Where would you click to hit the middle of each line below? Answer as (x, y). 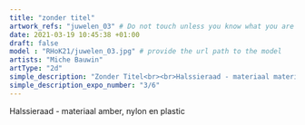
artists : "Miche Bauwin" (56, 60)
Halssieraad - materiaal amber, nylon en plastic (98, 111)
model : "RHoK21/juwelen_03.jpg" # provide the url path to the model (146, 52)
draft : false (34, 43)
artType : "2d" (36, 69)
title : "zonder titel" (52, 18)
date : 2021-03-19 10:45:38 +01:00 (75, 34)
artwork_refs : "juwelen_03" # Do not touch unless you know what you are (152, 26)
